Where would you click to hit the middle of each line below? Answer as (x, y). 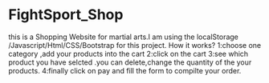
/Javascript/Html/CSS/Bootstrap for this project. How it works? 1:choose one (135, 45)
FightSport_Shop (66, 15)
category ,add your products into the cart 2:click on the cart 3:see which (128, 53)
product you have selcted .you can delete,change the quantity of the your (130, 62)
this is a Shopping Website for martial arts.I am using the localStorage (124, 37)
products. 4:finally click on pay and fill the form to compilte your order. (125, 70)
